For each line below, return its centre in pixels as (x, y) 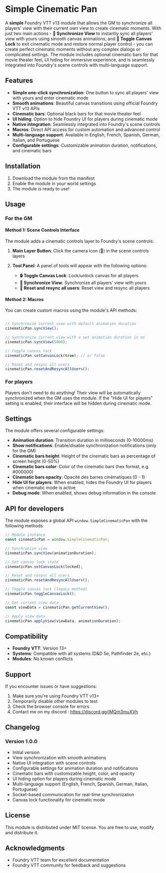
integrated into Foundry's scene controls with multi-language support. (77, 65)
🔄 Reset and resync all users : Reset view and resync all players (85, 288)
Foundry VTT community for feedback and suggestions (69, 865)
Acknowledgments (35, 848)
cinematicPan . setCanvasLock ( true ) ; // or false (55, 356)
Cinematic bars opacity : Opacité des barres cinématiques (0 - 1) (79, 477)
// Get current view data (32, 603)
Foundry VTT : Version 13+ (39, 648)
